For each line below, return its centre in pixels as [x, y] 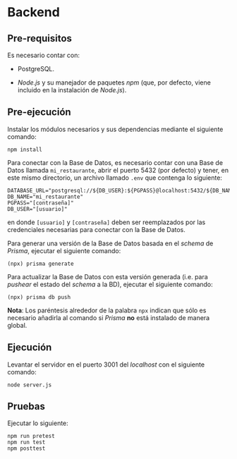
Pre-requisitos [40, 38]
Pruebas [26, 406]
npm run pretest [31, 436]
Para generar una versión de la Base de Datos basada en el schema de [110, 243]
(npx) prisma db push [39, 297]
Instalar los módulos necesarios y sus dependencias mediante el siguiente [115, 129]
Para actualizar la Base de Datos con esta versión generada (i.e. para [108, 276]
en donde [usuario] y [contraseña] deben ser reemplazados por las [107, 222]
